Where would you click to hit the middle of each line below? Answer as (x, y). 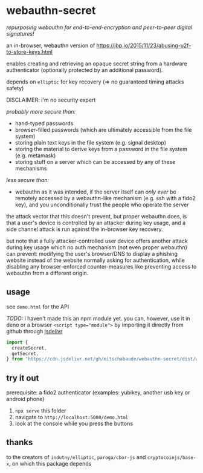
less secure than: (28, 180)
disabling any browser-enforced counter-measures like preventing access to (101, 266)
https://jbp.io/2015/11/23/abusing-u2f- (144, 45)
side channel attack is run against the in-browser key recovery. (85, 229)
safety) (15, 88)
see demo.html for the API (38, 307)
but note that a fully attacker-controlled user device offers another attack (97, 241)
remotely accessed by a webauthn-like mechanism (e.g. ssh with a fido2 (105, 198)
